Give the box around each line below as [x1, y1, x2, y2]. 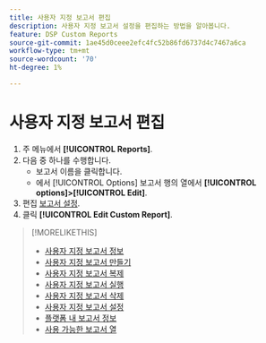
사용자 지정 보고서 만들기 [44, 256, 132, 267]
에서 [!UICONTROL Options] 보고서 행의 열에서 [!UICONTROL [35, 176, 257, 188]
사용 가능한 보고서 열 [44, 323, 117, 334]
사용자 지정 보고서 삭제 [44, 290, 124, 301]
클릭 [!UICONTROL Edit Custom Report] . [21, 209, 173, 219]
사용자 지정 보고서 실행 [44, 279, 124, 289]
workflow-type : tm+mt [9, 47, 90, 56]
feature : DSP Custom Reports [9, 30, 118, 39]
